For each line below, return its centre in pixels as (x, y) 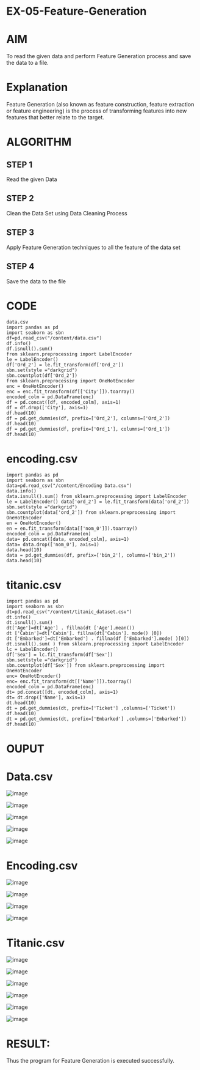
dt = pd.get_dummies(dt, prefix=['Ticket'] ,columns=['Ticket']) (91, 708)
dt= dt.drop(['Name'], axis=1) (46, 698)
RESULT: (28, 1044)
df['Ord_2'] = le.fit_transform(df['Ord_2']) (65, 365)
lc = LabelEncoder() (33, 650)
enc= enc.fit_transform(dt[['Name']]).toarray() (69, 682)
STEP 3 (20, 233)
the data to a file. (27, 63)
